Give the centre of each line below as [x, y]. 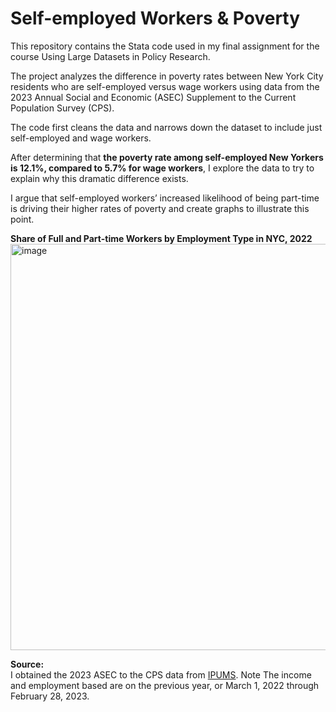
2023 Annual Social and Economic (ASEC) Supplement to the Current [153, 97]
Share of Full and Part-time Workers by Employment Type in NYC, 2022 [161, 238]
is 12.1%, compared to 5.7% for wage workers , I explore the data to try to [162, 168]
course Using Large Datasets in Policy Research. [110, 56]
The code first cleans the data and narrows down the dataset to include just [166, 127]
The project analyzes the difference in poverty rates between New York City [167, 76]
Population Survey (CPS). [62, 108]
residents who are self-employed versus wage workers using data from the [165, 86]
